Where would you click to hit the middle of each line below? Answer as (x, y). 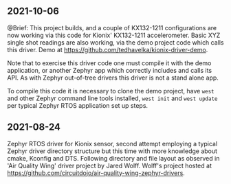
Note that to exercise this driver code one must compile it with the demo (109, 63)
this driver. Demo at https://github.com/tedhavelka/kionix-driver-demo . (108, 49)
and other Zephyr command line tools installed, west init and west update (112, 98)
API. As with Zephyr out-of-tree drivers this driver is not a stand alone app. (113, 78)
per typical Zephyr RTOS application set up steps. (78, 105)
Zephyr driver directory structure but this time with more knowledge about (112, 151)
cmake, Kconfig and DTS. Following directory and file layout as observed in (113, 158)
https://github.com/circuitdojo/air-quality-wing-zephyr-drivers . (96, 173)
